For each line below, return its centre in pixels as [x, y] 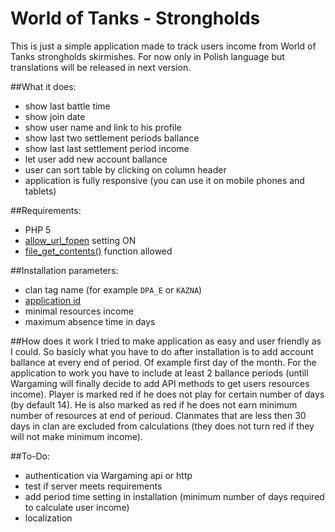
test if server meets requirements [93, 486]
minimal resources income [79, 311]
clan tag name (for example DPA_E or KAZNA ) [113, 289]
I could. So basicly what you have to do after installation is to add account [162, 351]
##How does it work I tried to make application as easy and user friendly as [166, 341]
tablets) [40, 191]
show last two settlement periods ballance [112, 138]
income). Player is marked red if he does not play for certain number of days [167, 394]
